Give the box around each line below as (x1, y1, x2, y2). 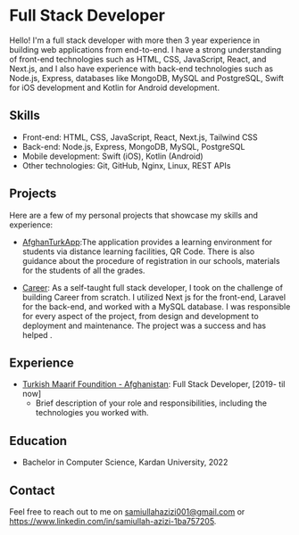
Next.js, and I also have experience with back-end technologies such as (9, 63, 274, 74)
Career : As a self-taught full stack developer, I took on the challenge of (21, 282, 284, 292)
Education (9, 433, 68, 449)
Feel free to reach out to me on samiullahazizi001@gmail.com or (9, 506, 245, 517)
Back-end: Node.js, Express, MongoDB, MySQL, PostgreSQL (21, 141, 245, 152)
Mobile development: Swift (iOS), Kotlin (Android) (21, 151, 203, 161)
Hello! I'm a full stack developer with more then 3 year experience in (9, 35, 261, 45)
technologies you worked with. (35, 407, 149, 418)
